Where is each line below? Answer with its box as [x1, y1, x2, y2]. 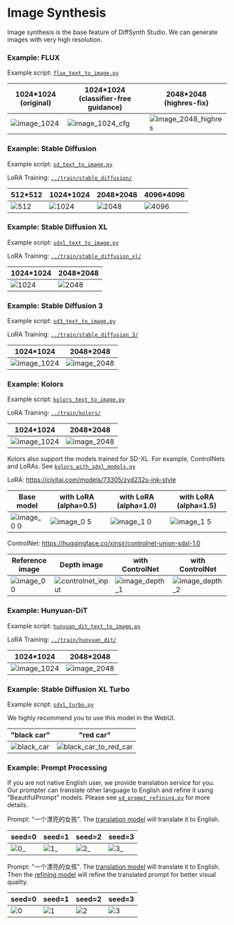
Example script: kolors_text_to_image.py [7, 395, 125, 403]
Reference [11, 556, 47, 566]
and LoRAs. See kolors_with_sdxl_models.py [7, 462, 136, 471]
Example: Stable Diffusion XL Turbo [7, 684, 130, 694]
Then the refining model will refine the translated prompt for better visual [7, 871, 217, 879]
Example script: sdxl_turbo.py [7, 700, 94, 708]
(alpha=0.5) [56, 501, 97, 511]
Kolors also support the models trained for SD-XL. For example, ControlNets [7, 455, 225, 463]
